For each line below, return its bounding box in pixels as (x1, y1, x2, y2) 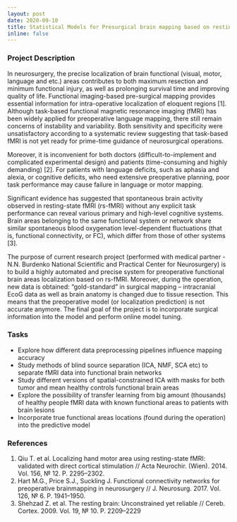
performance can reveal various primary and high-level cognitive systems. (7, 209, 224, 217)
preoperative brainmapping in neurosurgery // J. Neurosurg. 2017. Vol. (17, 484, 221, 493)
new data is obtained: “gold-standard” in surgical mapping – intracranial (7, 282, 216, 291)
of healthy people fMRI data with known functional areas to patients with (17, 398, 229, 406)
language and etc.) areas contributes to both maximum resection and (7, 77, 208, 85)
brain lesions (17, 406, 55, 414)
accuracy (17, 353, 45, 361)
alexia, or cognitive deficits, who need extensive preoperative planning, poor (7, 173, 230, 181)
